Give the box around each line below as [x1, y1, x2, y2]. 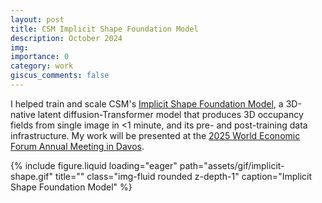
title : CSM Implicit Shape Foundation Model [10, 24, 199, 34]
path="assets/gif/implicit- [179, 159, 285, 171]
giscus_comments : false [10, 71, 110, 81]
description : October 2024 [10, 33, 123, 43]
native [10, 108, 36, 120]
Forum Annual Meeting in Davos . [10, 140, 145, 152]
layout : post [10, 14, 65, 25]
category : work [10, 61, 74, 71]
